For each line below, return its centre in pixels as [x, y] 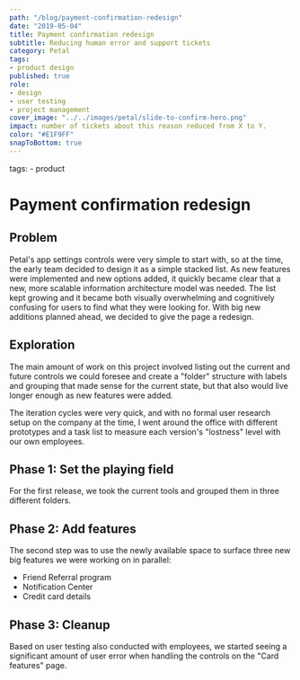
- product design [42, 68]
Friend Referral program [67, 578]
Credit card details [57, 596]
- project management [50, 110]
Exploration [42, 345]
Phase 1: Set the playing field [92, 469]
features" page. [38, 665]
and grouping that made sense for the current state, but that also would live [149, 385]
